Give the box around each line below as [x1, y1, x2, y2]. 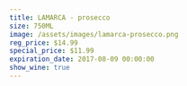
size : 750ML [9, 21, 54, 30]
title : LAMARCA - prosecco [9, 13, 111, 22]
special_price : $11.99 [9, 47, 94, 56]
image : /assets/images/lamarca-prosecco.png [9, 30, 179, 39]
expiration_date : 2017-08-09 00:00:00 [9, 55, 155, 64]
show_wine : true [9, 64, 70, 73]
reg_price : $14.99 [9, 38, 78, 47]
